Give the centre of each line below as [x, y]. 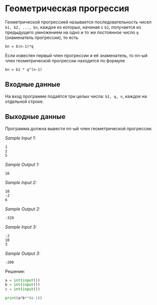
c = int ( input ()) [23, 289]
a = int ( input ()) [23, 280]
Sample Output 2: [23, 209]
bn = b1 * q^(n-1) [24, 69]
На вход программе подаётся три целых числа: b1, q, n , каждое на [76, 96]
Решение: [15, 271]
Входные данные [33, 85]
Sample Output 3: [23, 253]
